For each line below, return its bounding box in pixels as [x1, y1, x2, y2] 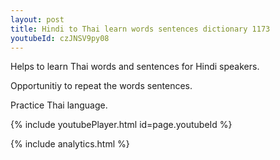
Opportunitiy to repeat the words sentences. [10, 80, 193, 92]
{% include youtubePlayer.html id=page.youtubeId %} [10, 119, 233, 131]
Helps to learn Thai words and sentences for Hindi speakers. [10, 61, 260, 73]
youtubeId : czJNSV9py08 [10, 33, 110, 43]
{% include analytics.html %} [10, 138, 130, 150]
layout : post [10, 14, 65, 25]
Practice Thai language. [10, 99, 108, 111]
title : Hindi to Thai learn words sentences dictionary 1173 [10, 24, 271, 34]
